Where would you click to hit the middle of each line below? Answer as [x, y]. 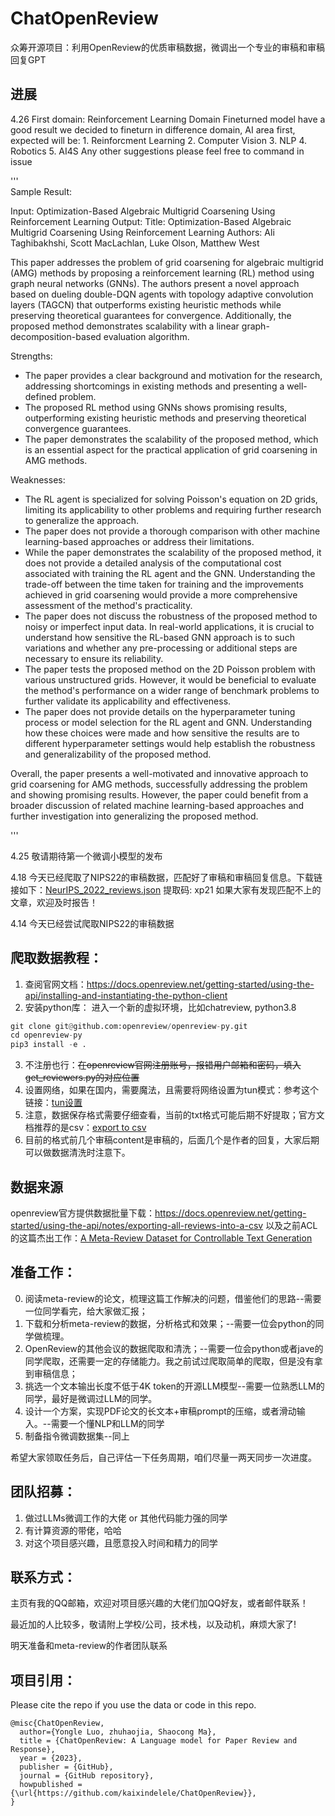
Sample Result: [41, 191]
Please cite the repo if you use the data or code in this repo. [133, 1705]
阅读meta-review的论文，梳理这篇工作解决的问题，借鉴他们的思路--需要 [173, 1298]
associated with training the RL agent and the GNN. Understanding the [170, 573]
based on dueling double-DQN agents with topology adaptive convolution [162, 294]
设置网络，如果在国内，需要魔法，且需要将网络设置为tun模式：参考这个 [171, 1090]
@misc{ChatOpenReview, [57, 1723]
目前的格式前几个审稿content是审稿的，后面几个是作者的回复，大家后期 [172, 1140]
